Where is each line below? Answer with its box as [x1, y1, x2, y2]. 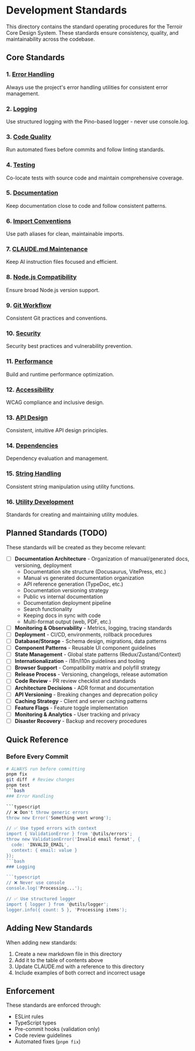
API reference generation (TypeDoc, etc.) [23, 581, 123, 588]
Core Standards [6, 52, 65, 62]
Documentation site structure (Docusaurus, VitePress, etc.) [23, 568, 166, 575]
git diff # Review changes [6, 777, 75, 783]
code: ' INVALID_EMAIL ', [11, 842, 69, 848]
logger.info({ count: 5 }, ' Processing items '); [6, 907, 127, 913]
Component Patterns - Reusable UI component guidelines [14, 644, 157, 651]
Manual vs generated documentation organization [23, 574, 144, 581]
